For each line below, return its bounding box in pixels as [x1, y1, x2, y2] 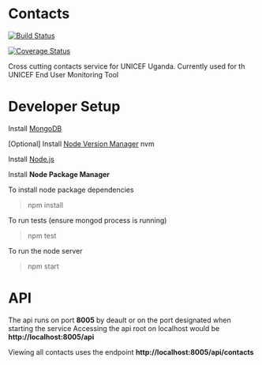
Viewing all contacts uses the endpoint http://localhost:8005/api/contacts [8, 347, 254, 356]
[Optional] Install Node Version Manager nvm [8, 139, 155, 149]
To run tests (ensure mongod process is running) [8, 215, 167, 225]
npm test [27, 231, 57, 240]
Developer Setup [8, 98, 121, 115]
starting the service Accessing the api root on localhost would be [8, 323, 220, 333]
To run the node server [8, 246, 83, 255]
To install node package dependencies [8, 185, 134, 194]
